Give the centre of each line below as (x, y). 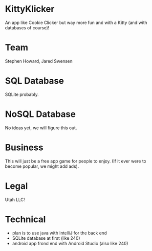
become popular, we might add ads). (42, 166)
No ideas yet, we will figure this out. (41, 128)
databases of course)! (27, 27)
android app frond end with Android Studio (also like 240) (70, 243)
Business (24, 147)
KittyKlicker (30, 9)
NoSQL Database (40, 114)
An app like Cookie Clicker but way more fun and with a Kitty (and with (76, 23)
